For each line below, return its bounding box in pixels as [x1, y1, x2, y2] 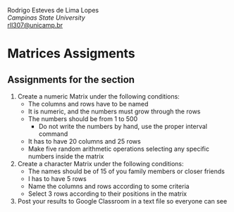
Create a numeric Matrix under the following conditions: [17, 92, 180, 101]
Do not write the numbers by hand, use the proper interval [38, 123, 208, 130]
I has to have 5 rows [27, 175, 87, 182]
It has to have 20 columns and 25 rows [27, 137, 141, 145]
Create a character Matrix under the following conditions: [17, 160, 184, 168]
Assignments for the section [7, 73, 135, 85]
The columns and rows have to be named [27, 100, 149, 108]
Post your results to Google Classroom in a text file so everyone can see [17, 197, 228, 205]
